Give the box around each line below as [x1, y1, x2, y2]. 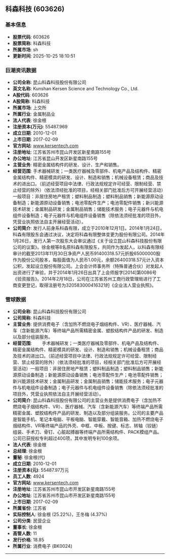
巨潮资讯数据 [5, 66, 37, 74]
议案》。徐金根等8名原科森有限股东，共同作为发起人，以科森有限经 [26, 244, 164, 250]
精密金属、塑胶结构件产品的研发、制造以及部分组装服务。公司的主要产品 [12, 410, 163, 416]
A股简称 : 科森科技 [12, 98, 50, 104]
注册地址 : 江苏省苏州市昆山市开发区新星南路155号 [12, 486, 116, 492]
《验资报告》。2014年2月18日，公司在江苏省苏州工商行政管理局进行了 [12, 275, 157, 282]
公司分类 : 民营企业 [12, 518, 51, 524]
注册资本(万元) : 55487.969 [12, 123, 68, 129]
